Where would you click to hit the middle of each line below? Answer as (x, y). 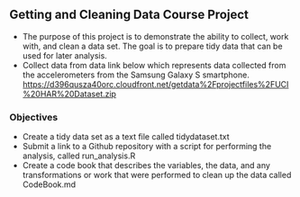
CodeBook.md (49, 184)
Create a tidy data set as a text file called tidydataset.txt (126, 137)
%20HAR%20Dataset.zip (69, 94)
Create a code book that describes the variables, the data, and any (146, 166)
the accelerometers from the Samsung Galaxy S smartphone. (136, 75)
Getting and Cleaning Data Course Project (129, 15)
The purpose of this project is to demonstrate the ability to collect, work (155, 36)
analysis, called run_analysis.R (79, 156)
